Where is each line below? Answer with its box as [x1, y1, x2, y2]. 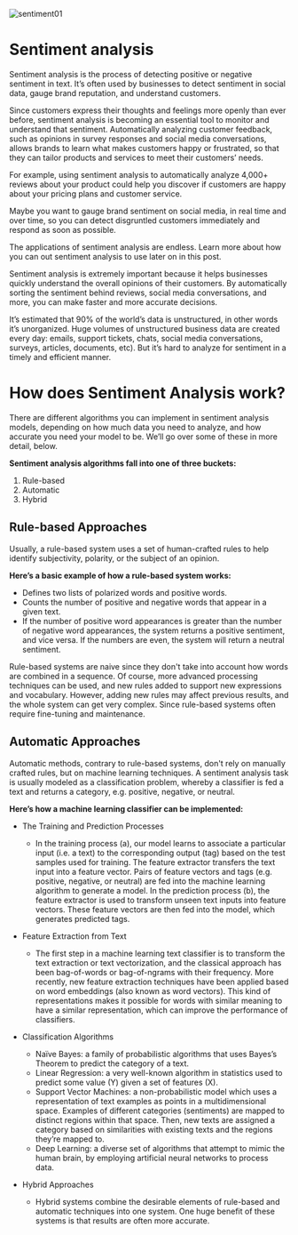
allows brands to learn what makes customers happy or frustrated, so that [9, 142, 279, 153]
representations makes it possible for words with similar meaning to [35, 995, 283, 1006]
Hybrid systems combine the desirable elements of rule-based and [35, 1196, 280, 1207]
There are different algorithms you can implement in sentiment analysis [9, 412, 270, 422]
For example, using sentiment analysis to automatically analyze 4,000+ [9, 169, 269, 180]
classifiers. [35, 1014, 75, 1024]
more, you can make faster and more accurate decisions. [9, 296, 218, 307]
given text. [21, 605, 61, 617]
